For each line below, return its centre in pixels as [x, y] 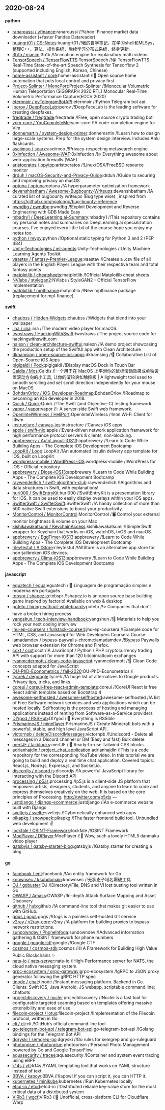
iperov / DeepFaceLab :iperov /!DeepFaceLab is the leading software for [84, 107]
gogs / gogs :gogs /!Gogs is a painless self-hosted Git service [74, 917]
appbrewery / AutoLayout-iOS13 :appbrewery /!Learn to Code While [80, 440]
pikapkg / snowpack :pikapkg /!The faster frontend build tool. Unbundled [85, 818]
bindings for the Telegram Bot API [46, 1034]
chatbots [21, 992]
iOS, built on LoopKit [33, 456]
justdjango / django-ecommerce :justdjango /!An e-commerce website [83, 802]
